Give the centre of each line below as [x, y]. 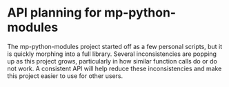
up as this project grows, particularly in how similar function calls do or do [112, 61]
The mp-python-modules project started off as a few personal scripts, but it [115, 46]
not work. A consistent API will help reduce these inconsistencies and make [114, 68]
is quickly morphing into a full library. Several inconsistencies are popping [112, 54]
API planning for [54, 13]
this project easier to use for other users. [65, 76]
